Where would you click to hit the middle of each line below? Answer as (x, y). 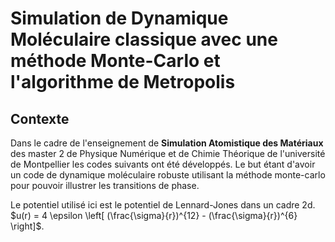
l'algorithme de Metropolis (123, 82)
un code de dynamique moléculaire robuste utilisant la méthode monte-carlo (168, 175)
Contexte (40, 118)
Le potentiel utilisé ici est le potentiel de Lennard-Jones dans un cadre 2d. (163, 205)
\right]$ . (27, 226)
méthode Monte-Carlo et (115, 61)
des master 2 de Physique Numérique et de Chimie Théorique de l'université (168, 153)
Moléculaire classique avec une (144, 39)
